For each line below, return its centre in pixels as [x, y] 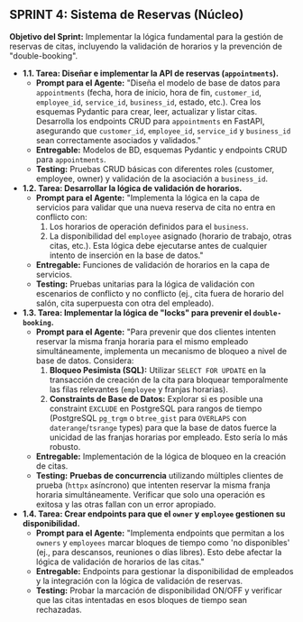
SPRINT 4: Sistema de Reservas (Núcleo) [127, 15]
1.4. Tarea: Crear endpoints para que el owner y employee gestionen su [154, 514]
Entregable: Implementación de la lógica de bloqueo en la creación [161, 456]
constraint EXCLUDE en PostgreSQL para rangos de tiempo [156, 408]
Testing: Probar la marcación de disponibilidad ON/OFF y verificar [159, 590]
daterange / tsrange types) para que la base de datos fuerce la [163, 427]
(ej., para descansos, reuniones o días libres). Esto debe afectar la [159, 552]
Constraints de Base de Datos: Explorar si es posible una [156, 398]
